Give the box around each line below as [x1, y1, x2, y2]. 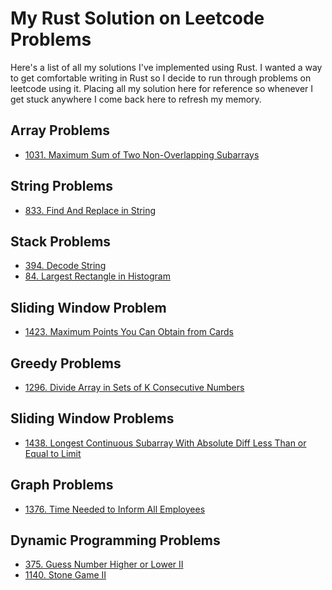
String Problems [10, 178, 113, 195]
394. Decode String [24, 260, 107, 272]
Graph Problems [10, 477, 114, 494]
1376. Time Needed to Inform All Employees [24, 503, 206, 515]
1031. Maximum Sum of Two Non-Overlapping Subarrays [24, 148, 260, 161]
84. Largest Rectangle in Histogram [24, 270, 171, 282]
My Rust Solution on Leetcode [10, 7, 265, 30]
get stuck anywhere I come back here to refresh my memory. [10, 93, 262, 105]
